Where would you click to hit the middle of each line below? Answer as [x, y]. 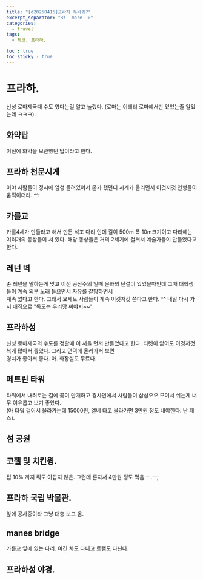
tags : [13, 35]
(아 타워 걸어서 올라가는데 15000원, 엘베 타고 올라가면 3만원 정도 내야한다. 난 [97, 410]
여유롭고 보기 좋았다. [37, 403]
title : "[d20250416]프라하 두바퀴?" [49, 12]
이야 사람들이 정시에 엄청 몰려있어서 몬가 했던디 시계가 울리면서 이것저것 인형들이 [102, 187]
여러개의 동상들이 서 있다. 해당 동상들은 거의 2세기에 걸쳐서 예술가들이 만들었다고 [101, 240]
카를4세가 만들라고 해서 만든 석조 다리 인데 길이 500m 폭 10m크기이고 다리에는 [99, 232]
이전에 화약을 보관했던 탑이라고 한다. [49, 151]
